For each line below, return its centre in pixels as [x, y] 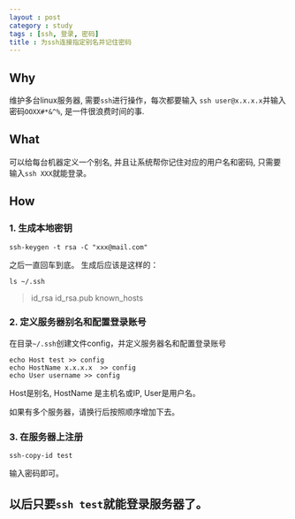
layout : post [35, 17]
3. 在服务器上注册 [46, 437]
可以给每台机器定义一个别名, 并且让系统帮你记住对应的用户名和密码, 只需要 [145, 162]
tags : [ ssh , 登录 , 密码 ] [54, 34]
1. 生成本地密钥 [41, 228]
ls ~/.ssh [27, 281]
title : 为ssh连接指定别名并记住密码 [71, 42]
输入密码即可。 [36, 473]
